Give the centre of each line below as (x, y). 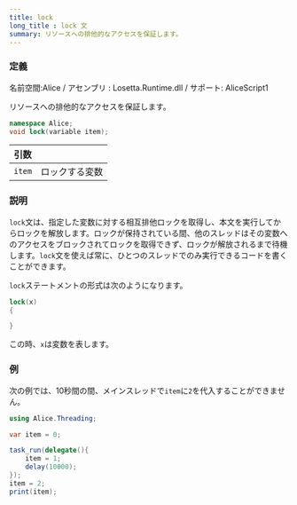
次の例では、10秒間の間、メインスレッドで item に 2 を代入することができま (143, 391)
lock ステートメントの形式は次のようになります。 (98, 285)
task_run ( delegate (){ (49, 450)
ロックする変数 (72, 172)
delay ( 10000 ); (51, 467)
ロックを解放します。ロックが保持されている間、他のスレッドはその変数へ (152, 233)
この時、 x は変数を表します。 (61, 344)
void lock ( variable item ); (59, 131)
